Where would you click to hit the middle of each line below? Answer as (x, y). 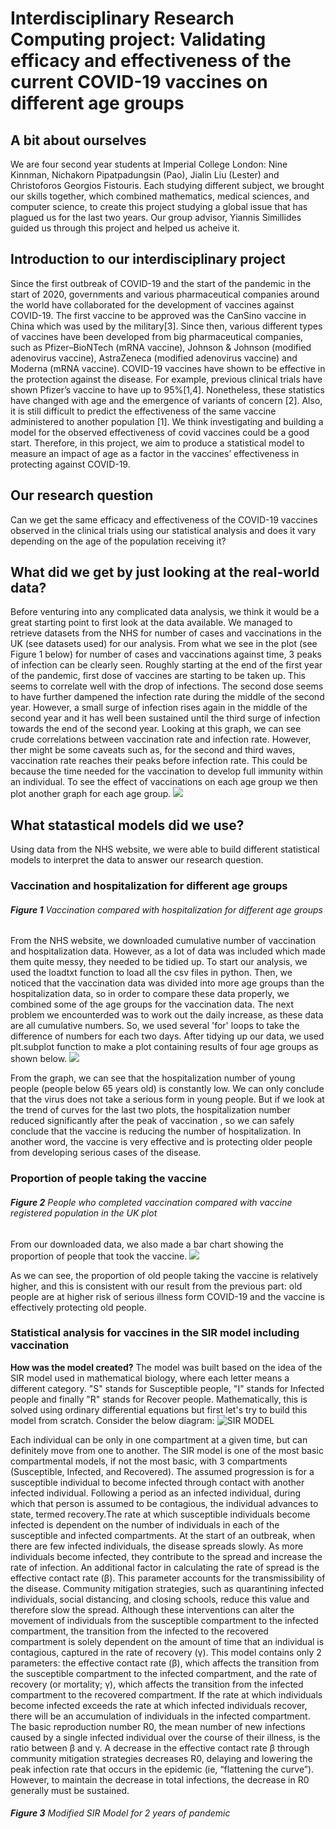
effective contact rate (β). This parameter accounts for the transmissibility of (168, 1578)
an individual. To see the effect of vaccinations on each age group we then (164, 782)
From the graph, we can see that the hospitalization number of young (153, 1078)
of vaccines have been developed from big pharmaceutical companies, (157, 336)
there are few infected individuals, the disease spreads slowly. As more (157, 1546)
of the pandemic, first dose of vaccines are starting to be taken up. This (158, 676)
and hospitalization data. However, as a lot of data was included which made (168, 951)
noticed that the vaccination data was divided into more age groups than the (167, 983)
